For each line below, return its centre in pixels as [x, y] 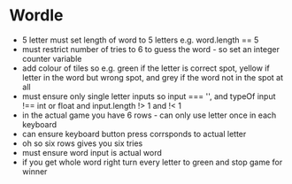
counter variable [52, 58]
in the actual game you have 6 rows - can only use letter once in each [149, 115]
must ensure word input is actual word [92, 152]
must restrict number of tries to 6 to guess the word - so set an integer [151, 49]
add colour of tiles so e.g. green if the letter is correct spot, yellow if [146, 68]
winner [35, 171]
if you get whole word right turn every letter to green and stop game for [152, 162]
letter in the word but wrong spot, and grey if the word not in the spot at [153, 77]
